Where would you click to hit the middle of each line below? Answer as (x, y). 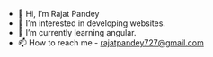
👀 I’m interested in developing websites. (92, 23)
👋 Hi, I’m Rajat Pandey (58, 14)
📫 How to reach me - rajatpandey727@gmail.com (111, 43)
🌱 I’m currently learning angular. (77, 33)
